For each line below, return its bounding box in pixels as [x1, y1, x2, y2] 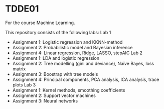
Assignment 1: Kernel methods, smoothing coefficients [12, 87, 125, 93]
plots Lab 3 [12, 81, 36, 88]
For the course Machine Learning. [5, 20, 75, 26]
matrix [12, 66, 26, 72]
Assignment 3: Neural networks [12, 97, 78, 103]
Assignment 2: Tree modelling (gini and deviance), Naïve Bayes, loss [12, 60, 154, 66]
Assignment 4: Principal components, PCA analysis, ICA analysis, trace [12, 76, 159, 82]
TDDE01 [5, 3, 39, 15]
